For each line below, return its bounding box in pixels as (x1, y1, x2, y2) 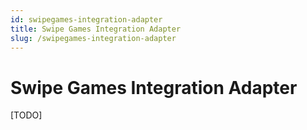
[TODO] (10, 109, 43, 121)
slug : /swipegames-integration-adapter (10, 33, 177, 43)
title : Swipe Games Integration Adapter (10, 24, 182, 34)
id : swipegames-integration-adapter (10, 14, 163, 25)
